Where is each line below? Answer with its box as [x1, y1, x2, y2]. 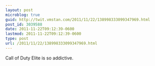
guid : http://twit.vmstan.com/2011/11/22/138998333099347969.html [5, 17, 150, 22]
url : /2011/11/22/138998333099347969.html [5, 41, 98, 46]
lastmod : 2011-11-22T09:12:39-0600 [5, 31, 82, 36]
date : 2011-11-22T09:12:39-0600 [5, 27, 74, 32]
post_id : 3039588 [5, 21, 43, 27]
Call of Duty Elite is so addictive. [5, 55, 73, 61]
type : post [5, 36, 29, 41]
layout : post [5, 7, 33, 13]
